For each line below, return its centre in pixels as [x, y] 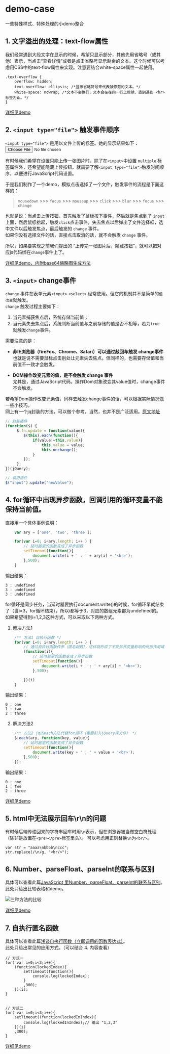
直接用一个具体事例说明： [32, 523]
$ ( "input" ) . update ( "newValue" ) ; [39, 482]
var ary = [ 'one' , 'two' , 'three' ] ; [53, 532]
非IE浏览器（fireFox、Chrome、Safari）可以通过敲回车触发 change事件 [88, 352]
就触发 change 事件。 [33, 330]
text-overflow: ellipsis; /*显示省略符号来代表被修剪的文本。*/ [78, 87]
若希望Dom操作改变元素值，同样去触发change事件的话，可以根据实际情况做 [84, 399]
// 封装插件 [16, 421]
